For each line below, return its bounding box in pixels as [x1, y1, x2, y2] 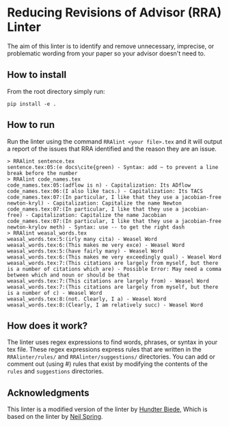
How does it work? [7, 320, 88, 331]
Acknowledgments [7, 387, 90, 398]
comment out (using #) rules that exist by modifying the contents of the [7, 360, 208, 368]
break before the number [7, 170, 78, 177]
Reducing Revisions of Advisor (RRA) [7, 5, 222, 21]
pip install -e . [7, 101, 57, 107]
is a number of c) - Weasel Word [7, 289, 103, 296]
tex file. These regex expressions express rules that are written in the [7, 346, 202, 354]
